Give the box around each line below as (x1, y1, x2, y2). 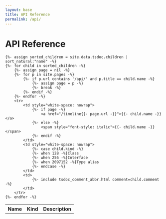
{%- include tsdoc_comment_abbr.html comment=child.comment (31, 177, 160, 182)
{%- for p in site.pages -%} (14, 72, 75, 77)
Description (43, 205, 72, 212)
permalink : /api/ (5, 16, 41, 21)
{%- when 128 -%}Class (31, 151, 79, 156)
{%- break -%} (31, 85, 61, 90)
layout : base (5, 7, 32, 12)
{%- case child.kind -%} (31, 146, 84, 151)
